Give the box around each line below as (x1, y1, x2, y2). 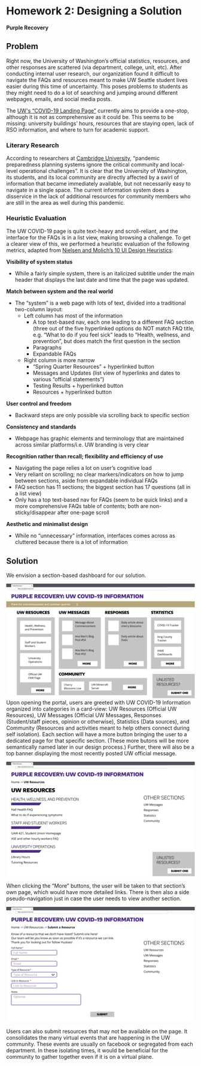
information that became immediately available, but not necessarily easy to (6, 180, 191, 187)
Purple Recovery (6, 24, 49, 31)
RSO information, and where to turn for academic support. (6, 126, 150, 133)
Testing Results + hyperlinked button (32, 382, 124, 390)
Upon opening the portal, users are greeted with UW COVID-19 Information (6, 699, 191, 706)
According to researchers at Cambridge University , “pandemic (6, 154, 160, 162)
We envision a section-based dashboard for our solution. (6, 572, 147, 579)
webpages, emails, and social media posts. (6, 95, 112, 102)
